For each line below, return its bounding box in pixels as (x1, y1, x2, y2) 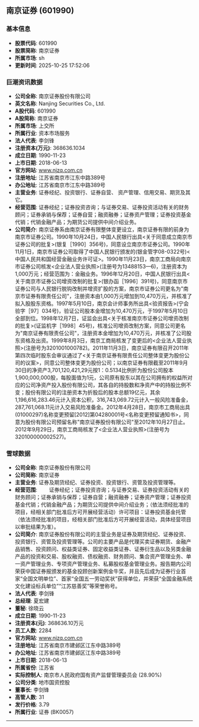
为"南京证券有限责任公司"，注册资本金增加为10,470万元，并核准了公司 (14, 329, 187, 337)
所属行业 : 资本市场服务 (14, 129, 70, 136)
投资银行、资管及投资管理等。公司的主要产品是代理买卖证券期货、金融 (14, 538, 187, 545)
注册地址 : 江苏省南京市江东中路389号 (14, 174, 105, 181)
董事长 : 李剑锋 (14, 686, 49, 693)
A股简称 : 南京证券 (14, 114, 59, 121)
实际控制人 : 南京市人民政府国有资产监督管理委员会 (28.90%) (14, 671, 162, 678)
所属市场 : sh (14, 54, 45, 61)
